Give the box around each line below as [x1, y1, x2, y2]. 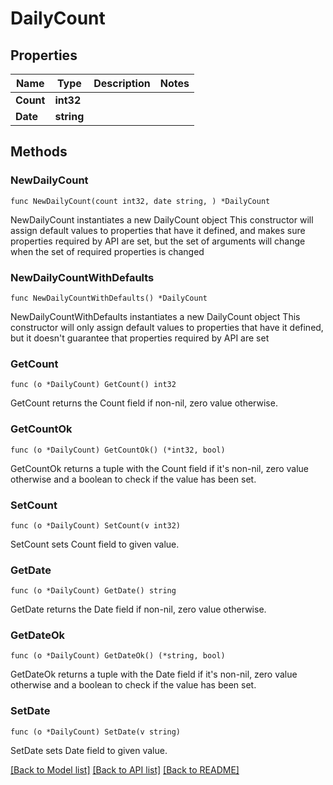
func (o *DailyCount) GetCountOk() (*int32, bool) [10, 445, 226, 455]
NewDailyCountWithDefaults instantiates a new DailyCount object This [10, 310, 301, 322]
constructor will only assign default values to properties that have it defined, [10, 321, 324, 333]
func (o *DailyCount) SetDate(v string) [10, 727, 182, 737]
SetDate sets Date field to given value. [10, 744, 168, 756]
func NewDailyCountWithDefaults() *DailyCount [10, 293, 208, 303]
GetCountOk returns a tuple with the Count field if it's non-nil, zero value [10, 462, 310, 474]
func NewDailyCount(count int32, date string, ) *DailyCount [10, 196, 271, 206]
